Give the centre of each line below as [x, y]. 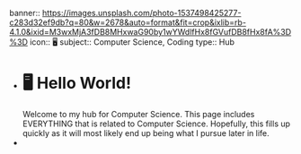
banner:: [25, 13]
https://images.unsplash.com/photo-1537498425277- [142, 13]
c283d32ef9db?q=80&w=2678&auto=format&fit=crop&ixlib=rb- [128, 22]
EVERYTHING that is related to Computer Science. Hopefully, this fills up [156, 124]
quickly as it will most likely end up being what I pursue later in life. [146, 133]
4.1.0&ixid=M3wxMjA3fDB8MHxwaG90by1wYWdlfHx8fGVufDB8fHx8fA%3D [150, 32]
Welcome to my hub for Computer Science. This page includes [138, 114]
